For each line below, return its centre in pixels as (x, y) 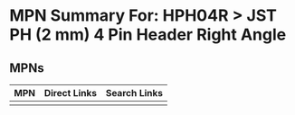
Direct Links (71, 93)
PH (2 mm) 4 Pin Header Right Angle (148, 35)
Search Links (134, 93)
